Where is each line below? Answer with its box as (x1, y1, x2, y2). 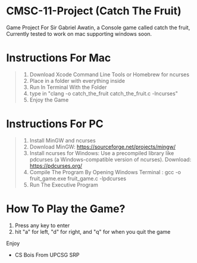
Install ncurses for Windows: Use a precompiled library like (29, 149, 174, 156)
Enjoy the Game (29, 96, 69, 103)
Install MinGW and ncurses (29, 137, 96, 144)
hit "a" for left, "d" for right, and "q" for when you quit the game (14, 228, 171, 235)
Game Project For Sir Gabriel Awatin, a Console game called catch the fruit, (6, 24, 190, 31)
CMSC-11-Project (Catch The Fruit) (6, 4, 182, 18)
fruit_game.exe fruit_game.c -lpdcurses (29, 175, 127, 182)
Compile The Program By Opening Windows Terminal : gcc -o (29, 168, 182, 175)
